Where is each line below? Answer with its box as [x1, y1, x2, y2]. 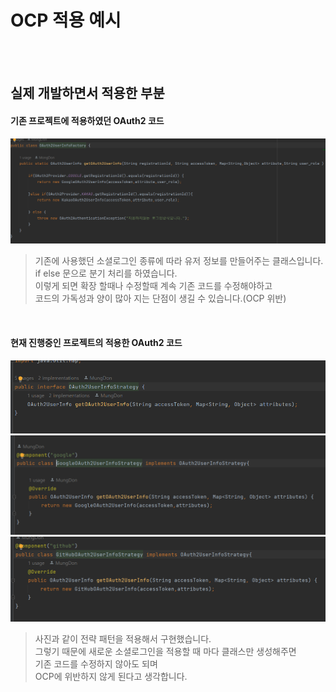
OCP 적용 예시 [10, 9, 122, 32]
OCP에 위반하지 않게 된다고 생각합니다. [34, 670, 188, 682]
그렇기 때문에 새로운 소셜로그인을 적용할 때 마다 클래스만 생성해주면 [34, 645, 297, 657]
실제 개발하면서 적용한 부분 [10, 85, 165, 102]
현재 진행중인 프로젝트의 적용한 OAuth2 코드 [10, 336, 183, 348]
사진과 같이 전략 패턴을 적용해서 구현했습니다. [34, 632, 212, 645]
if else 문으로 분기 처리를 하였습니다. [34, 267, 178, 280]
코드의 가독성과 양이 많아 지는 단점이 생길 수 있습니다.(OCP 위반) [34, 292, 287, 305]
